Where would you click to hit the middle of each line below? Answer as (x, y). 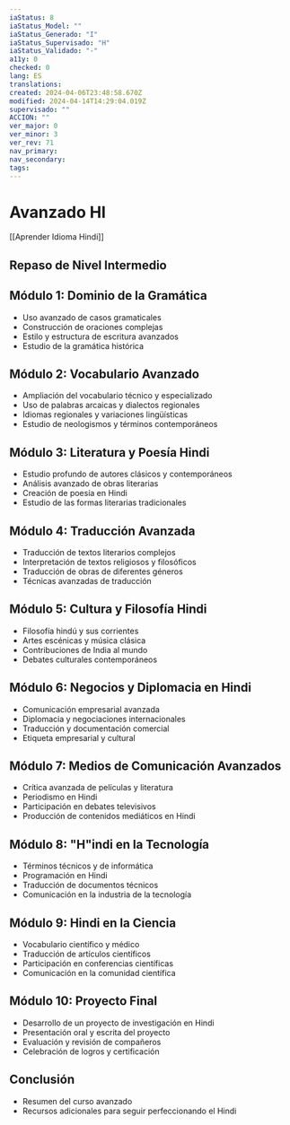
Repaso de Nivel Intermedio (88, 265)
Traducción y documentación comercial (96, 728)
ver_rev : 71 (31, 143)
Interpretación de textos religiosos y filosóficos (110, 562)
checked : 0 (30, 68)
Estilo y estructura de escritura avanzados (101, 336)
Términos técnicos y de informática (88, 866)
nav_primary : (34, 151)
